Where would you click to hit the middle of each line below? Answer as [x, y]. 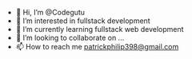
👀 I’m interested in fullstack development [83, 21]
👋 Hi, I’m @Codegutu [50, 12]
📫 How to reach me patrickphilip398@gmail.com [97, 47]
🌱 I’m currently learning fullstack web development [100, 29]
